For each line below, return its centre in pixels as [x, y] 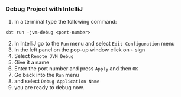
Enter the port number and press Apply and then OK [76, 69]
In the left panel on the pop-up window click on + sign [80, 50]
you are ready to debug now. [49, 88]
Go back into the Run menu [46, 75]
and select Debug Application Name [57, 81]
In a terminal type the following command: [65, 22]
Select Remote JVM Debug [44, 56]
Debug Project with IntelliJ [44, 9]
